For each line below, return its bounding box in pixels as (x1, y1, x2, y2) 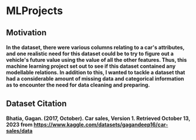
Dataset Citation (6, 98, 67, 108)
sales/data (6, 128, 33, 135)
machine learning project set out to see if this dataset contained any (6, 63, 176, 70)
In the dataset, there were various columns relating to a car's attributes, (6, 44, 185, 51)
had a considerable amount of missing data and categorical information (6, 75, 184, 82)
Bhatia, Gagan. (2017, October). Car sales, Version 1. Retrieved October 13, (6, 115, 191, 122)
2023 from (6, 121, 33, 128)
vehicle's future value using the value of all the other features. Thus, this (6, 56, 187, 64)
